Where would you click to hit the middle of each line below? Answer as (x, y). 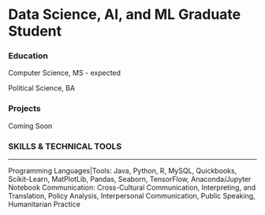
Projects (24, 109)
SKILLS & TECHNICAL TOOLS (65, 146)
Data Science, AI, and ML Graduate (125, 15)
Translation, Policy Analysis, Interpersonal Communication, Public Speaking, (132, 196)
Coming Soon (30, 126)
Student (35, 31)
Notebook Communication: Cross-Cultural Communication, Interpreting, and (132, 187)
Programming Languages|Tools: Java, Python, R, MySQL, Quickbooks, (123, 171)
